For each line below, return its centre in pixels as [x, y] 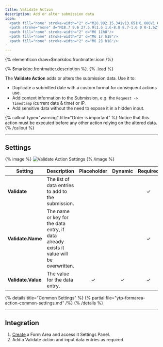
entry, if [56, 230]
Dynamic [123, 171]
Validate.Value [24, 280]
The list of [58, 179]
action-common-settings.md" [35, 303]
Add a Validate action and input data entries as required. [68, 340]
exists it [56, 248]
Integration [22, 323]
